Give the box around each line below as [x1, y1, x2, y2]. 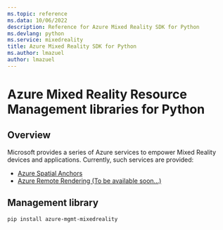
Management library [7, 197, 98, 209]
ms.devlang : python [7, 30, 65, 37]
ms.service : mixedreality [7, 37, 83, 44]
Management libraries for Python [7, 101, 205, 117]
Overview [7, 129, 51, 141]
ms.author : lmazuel [7, 50, 65, 57]
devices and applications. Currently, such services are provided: [7, 155, 194, 164]
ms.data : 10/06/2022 [7, 17, 68, 24]
